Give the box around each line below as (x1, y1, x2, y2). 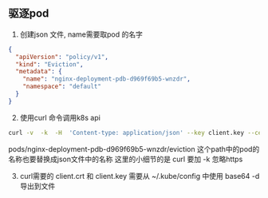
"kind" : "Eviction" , (15, 60, 84, 69)
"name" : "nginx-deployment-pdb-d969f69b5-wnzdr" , (22, 75, 191, 83)
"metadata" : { (15, 68, 62, 76)
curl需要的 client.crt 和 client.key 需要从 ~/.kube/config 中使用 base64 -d (19, 171, 260, 180)
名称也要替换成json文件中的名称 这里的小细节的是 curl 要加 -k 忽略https (8, 154, 243, 164)
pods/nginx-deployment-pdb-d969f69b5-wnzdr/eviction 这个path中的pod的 (8, 144, 260, 153)
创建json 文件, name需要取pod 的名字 (19, 30, 144, 39)
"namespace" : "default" (22, 82, 102, 91)
